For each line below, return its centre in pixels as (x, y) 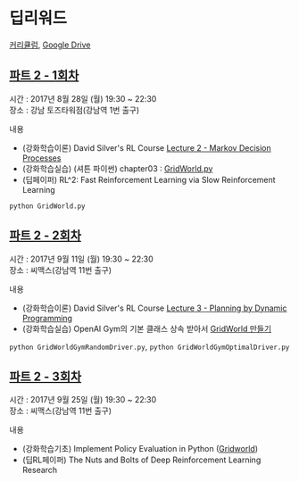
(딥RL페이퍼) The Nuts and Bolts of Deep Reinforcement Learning (141, 460)
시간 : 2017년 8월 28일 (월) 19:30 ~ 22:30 (83, 98)
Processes (42, 158)
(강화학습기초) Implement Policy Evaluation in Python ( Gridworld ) (140, 449)
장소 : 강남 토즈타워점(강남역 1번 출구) (75, 110)
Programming (47, 318)
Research (40, 470)
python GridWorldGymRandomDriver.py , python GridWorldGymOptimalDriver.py (149, 346)
